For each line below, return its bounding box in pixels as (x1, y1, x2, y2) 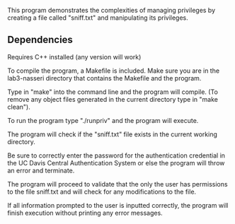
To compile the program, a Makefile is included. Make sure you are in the (7, 66, 220, 75)
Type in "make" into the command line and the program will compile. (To (7, 88, 218, 96)
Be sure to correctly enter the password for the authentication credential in (7, 151, 225, 160)
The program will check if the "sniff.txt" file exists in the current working (7, 130, 218, 138)
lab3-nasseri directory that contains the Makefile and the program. (7, 73, 202, 82)
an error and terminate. (7, 166, 75, 175)
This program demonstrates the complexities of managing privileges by (7, 6, 216, 14)
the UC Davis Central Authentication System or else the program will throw (7, 158, 225, 167)
